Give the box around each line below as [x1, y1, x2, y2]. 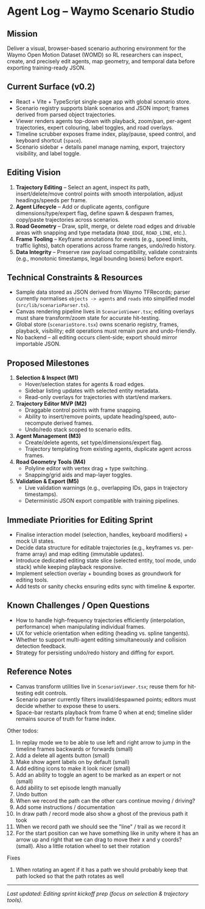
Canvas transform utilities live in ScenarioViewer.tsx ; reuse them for [15, 682, 187, 690]
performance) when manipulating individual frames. [15, 623, 145, 630]
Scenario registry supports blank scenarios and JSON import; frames [15, 104, 189, 111]
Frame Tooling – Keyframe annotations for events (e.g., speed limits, [15, 235, 188, 242]
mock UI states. [15, 537, 55, 545]
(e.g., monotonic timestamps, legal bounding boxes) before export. [15, 255, 184, 262]
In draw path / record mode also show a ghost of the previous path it [15, 810, 188, 817]
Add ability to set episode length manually [15, 784, 121, 791]
